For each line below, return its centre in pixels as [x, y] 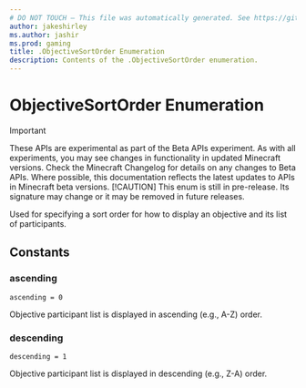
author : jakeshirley [49, 26]
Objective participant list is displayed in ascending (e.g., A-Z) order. [136, 314]
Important [28, 130]
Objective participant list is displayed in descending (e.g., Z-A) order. [138, 373]
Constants [40, 253]
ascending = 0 [36, 297]
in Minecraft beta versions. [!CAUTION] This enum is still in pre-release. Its [149, 187]
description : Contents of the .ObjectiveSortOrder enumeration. [134, 60]
